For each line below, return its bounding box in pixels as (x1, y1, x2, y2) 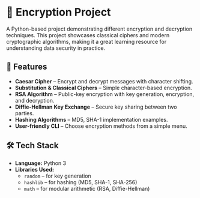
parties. (14, 109, 34, 116)
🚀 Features (6, 62, 47, 72)
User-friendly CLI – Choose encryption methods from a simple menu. (14, 122, 187, 130)
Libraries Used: (14, 166, 54, 173)
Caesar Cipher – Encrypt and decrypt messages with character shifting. (14, 77, 193, 85)
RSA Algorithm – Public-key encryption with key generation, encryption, (14, 90, 195, 98)
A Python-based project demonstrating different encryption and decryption (6, 25, 193, 32)
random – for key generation (23, 172, 91, 179)
